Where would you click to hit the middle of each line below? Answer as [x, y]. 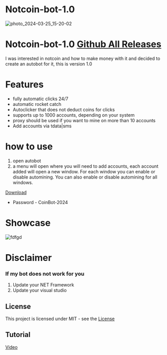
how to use [29, 146]
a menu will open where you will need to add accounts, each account [86, 166]
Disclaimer [29, 258]
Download [16, 192]
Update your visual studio [40, 291]
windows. [23, 182]
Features [25, 85]
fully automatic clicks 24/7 [41, 99]
